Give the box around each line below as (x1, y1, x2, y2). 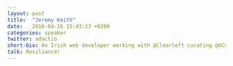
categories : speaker (7, 29, 67, 36)
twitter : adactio (7, 36, 58, 43)
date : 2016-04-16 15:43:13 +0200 (7, 23, 110, 30)
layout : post (7, 10, 45, 17)
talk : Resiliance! (7, 49, 60, 56)
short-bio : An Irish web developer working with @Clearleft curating (7, 42, 213, 49)
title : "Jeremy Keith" (7, 16, 76, 23)
